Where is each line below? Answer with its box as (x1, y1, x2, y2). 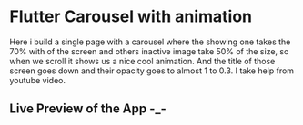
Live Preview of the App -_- (9, 101, 167, 117)
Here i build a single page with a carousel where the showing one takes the (9, 36, 291, 47)
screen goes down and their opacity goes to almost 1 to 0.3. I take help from (9, 65, 294, 76)
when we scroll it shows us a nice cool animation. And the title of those (9, 55, 276, 66)
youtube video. (9, 74, 66, 85)
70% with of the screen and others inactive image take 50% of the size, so (9, 45, 289, 56)
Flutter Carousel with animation (9, 6, 253, 27)
